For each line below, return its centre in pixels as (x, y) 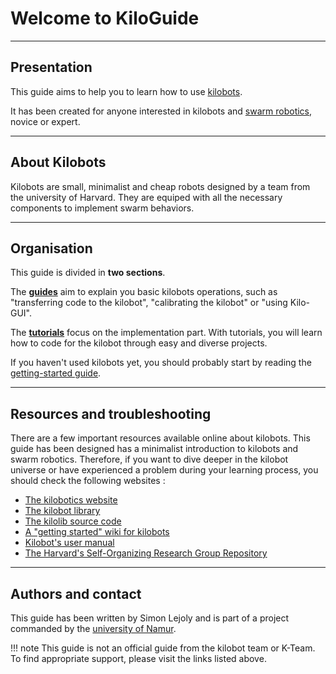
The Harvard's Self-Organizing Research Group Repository (146, 553)
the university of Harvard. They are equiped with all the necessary (146, 197)
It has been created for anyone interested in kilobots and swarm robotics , (161, 111)
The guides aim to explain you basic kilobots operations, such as (144, 292)
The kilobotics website (71, 500)
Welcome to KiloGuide (105, 18)
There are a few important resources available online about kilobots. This (160, 438)
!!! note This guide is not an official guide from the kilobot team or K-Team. (163, 648)
